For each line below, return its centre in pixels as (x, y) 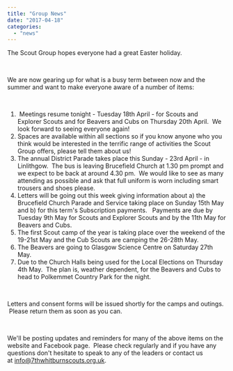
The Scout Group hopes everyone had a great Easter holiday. (95, 53)
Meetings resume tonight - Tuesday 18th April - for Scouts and (109, 114)
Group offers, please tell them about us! (74, 151)
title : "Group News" (37, 14)
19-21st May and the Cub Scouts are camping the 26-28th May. (108, 240)
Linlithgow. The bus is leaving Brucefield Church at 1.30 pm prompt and (120, 166)
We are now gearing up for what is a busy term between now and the (106, 80)
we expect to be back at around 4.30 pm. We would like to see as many (120, 173)
